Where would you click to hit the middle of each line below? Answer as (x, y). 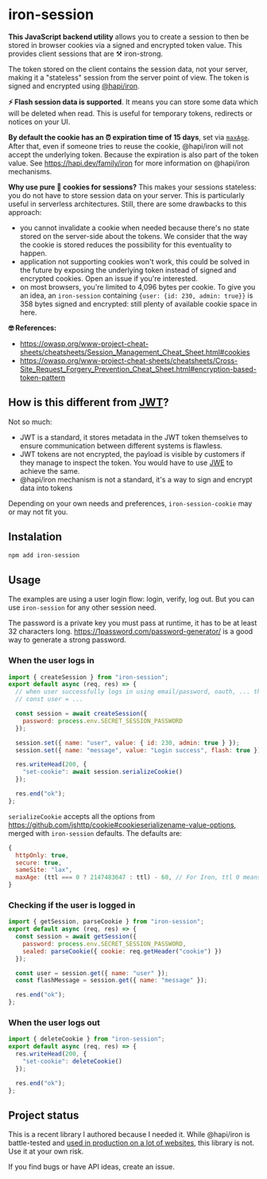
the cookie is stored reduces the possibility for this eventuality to (126, 244)
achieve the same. (50, 470)
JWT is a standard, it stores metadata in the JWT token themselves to (133, 437)
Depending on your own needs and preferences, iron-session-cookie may (130, 503)
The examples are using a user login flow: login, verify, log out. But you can (132, 599)
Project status (44, 1115)
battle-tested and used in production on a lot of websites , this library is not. (132, 1143)
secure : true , (39, 863)
